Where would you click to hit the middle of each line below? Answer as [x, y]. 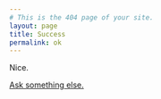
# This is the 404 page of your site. [81, 17]
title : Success [38, 34]
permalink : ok [36, 42]
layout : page [34, 26]
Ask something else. [47, 85]
